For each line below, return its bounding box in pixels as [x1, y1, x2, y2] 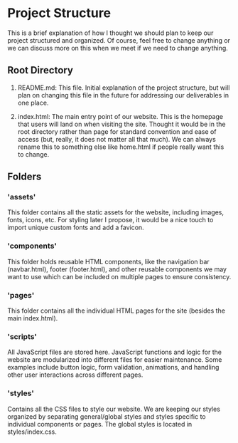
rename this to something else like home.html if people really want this [17, 142, 225, 151]
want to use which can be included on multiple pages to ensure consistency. [7, 272, 232, 281]
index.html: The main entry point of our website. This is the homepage [17, 112, 224, 120]
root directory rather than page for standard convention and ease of [17, 127, 217, 136]
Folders [7, 171, 42, 183]
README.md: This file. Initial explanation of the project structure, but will [17, 83, 230, 92]
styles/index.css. [7, 427, 57, 436]
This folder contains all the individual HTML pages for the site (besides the [7, 306, 226, 315]
